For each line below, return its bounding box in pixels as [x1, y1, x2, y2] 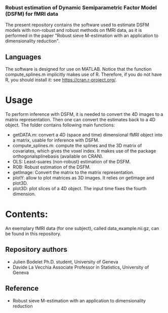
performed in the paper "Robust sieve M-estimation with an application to [5, 32, 158, 39]
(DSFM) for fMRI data [5, 10, 58, 17]
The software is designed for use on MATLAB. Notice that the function [5, 66, 152, 72]
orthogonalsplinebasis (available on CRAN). [12, 153, 104, 159]
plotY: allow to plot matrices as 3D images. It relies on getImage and [12, 175, 154, 181]
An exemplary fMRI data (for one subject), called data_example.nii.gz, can [5, 225, 159, 231]
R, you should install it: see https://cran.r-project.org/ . [5, 77, 117, 83]
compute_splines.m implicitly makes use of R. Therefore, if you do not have [5, 71, 162, 77]
